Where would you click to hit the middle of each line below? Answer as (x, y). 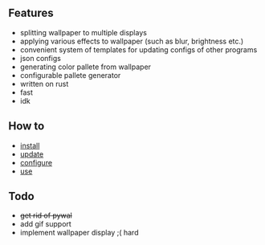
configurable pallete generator (70, 75)
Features (31, 13)
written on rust (44, 84)
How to (26, 127)
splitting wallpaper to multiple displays (83, 32)
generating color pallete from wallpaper (85, 67)
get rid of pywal (46, 215)
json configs (41, 58)
